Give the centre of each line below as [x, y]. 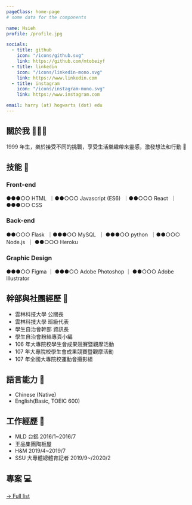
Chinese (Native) [35, 394]
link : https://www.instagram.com [58, 95]
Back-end [21, 221]
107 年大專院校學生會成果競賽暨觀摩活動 [64, 351]
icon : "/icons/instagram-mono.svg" [61, 89]
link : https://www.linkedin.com [57, 78]
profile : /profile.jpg [34, 34]
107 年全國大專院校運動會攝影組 [54, 359]
